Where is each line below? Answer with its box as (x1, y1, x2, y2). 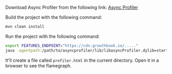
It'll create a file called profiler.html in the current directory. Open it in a (5, 57, 159, 63)
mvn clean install (5, 24, 45, 29)
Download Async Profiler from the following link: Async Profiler (5, 5, 138, 10)
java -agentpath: (5, 48, 42, 53)
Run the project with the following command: (5, 33, 100, 39)
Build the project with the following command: (5, 14, 102, 20)
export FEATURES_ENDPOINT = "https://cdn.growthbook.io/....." (5, 43, 139, 48)
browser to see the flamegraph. (5, 62, 72, 68)
